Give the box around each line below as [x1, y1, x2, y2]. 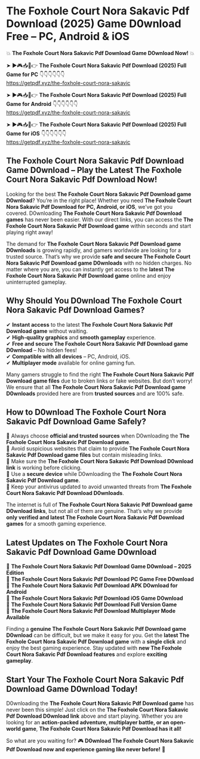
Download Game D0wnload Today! [6, 684, 138, 694]
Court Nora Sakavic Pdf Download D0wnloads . [6, 490, 124, 497]
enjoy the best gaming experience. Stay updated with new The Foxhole [6, 645, 182, 652]
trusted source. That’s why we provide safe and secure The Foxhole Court [6, 253, 191, 260]
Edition [6, 569, 24, 576]
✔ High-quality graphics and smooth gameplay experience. [6, 333, 156, 341]
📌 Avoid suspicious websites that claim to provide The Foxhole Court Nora [6, 445, 190, 453]
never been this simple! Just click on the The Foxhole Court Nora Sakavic [6, 706, 189, 713]
